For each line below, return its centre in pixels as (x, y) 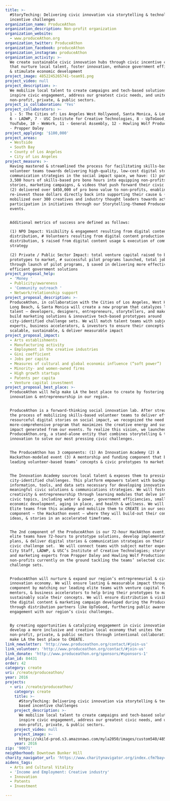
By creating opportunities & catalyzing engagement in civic (76, 625)
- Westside (21, 142)
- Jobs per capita (29, 359)
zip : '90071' (19, 749)
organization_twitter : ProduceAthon (44, 43)
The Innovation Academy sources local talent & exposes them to (79, 476)
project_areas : (21, 138)
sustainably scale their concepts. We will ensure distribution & (81, 597)
